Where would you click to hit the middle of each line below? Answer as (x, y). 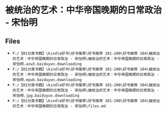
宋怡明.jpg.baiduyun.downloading (46, 96)
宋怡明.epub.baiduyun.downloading (47, 80)
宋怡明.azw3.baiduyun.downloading (47, 64)
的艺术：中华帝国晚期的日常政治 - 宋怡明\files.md (59, 106)
